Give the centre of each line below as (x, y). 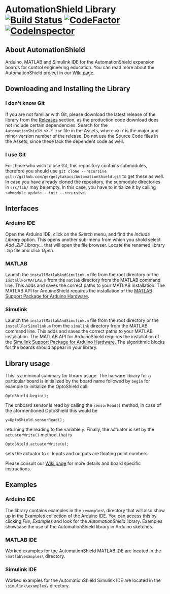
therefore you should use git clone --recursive (56, 171)
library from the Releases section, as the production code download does (82, 120)
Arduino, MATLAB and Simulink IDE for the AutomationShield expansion (80, 62)
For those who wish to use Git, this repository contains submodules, (76, 165)
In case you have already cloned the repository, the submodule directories (83, 182)
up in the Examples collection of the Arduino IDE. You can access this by (81, 516)
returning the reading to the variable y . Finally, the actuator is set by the (80, 429)
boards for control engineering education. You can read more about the (80, 67)
